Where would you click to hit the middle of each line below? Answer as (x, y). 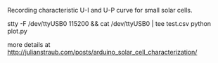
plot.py (18, 31)
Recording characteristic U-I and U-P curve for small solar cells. (100, 10)
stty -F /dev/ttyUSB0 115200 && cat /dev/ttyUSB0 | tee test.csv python (109, 23)
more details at (29, 44)
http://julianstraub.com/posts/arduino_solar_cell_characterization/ (102, 52)
